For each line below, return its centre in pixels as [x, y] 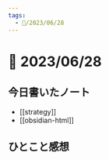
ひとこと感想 [39, 146]
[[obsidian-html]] [46, 120]
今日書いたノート [49, 92]
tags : [17, 15]
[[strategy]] [38, 111]
